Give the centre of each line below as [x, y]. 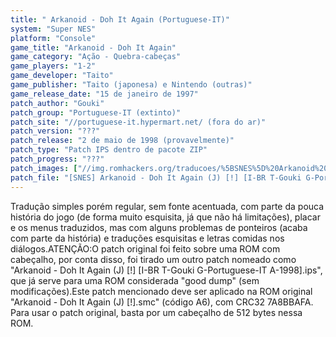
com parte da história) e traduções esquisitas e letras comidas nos [147, 238]
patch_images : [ [44, 168]
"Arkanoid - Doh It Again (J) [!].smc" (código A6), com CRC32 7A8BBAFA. [162, 302]
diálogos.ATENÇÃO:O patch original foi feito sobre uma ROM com [145, 248]
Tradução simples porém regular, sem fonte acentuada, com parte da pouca [167, 206]
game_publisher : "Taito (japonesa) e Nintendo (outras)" [131, 85]
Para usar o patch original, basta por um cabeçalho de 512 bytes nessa [156, 312]
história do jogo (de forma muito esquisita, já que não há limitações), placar [165, 217]
